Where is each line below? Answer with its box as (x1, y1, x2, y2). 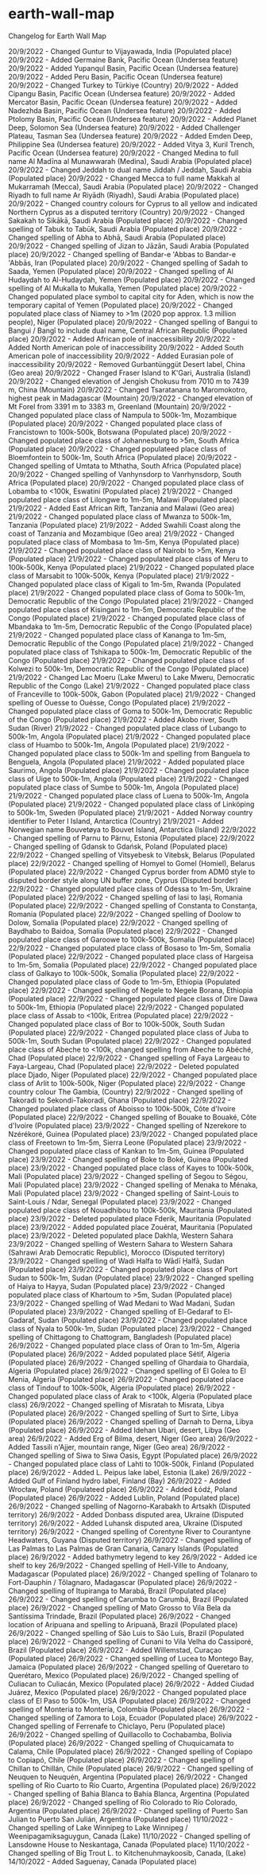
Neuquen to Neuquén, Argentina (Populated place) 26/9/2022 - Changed (8, 1772, 249, 1782)
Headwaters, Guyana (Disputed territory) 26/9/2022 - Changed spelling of (8, 1535, 252, 1544)
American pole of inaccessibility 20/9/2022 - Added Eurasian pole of (8, 351, 234, 361)
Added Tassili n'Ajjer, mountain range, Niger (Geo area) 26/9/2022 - (8, 1442, 230, 1451)
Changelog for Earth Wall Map (8, 31, 107, 41)
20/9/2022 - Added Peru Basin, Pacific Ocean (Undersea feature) (8, 72, 223, 81)
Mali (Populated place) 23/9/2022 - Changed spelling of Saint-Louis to (8, 1188, 240, 1198)
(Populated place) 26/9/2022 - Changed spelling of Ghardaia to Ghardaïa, (8, 1357, 250, 1367)
